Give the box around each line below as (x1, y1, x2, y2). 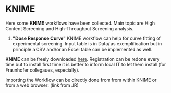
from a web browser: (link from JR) (5, 82, 79, 88)
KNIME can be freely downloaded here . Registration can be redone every (5, 56, 160, 62)
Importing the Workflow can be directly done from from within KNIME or (5, 77, 157, 83)
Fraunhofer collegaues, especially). (5, 67, 80, 73)
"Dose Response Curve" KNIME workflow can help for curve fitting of (12, 35, 161, 41)
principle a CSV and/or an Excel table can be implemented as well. (12, 46, 153, 52)
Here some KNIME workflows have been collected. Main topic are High (5, 20, 155, 26)
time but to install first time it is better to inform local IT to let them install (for (5, 61, 166, 67)
